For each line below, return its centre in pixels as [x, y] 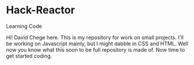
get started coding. [29, 56]
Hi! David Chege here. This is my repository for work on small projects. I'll [95, 37]
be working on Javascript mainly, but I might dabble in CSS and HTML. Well [97, 44]
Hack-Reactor [40, 10]
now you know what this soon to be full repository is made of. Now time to [96, 49]
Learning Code [24, 26]
